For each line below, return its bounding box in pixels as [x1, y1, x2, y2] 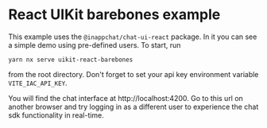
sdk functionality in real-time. [8, 110, 105, 120]
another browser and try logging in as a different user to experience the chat [8, 102, 259, 111]
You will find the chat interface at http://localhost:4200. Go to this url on [8, 93, 244, 103]
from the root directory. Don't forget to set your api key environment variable [8, 69, 259, 79]
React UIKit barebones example [8, 6, 221, 24]
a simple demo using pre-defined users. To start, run [8, 40, 181, 49]
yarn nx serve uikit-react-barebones [8, 56, 133, 64]
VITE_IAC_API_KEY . [8, 78, 68, 87]
